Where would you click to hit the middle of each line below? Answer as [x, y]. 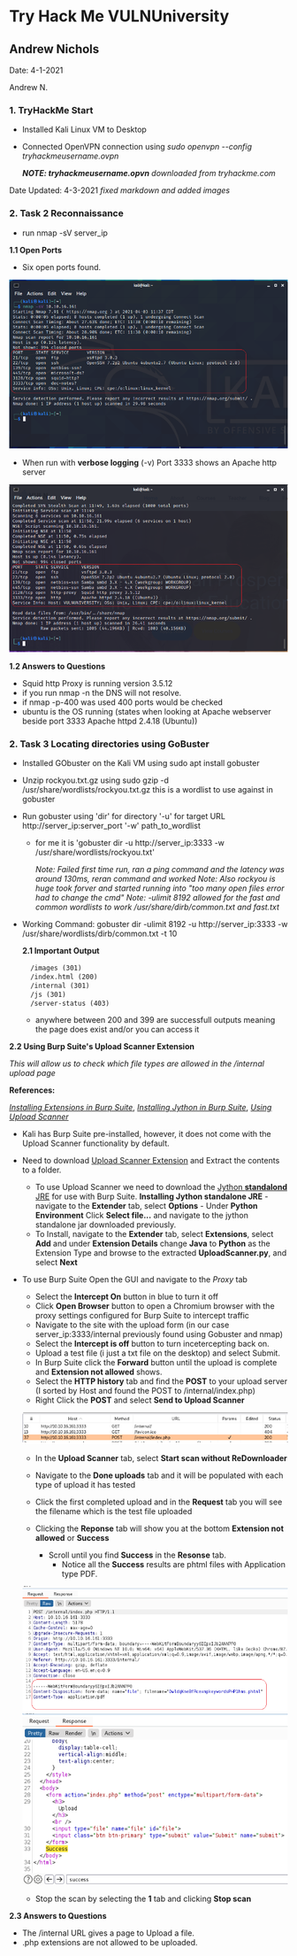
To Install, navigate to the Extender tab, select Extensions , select [154, 1234]
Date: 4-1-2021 [36, 70]
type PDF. [80, 1574]
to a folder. [42, 1170]
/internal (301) [60, 986]
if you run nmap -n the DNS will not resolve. [102, 693]
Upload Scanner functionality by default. [95, 1143]
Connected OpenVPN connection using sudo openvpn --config [137, 147]
